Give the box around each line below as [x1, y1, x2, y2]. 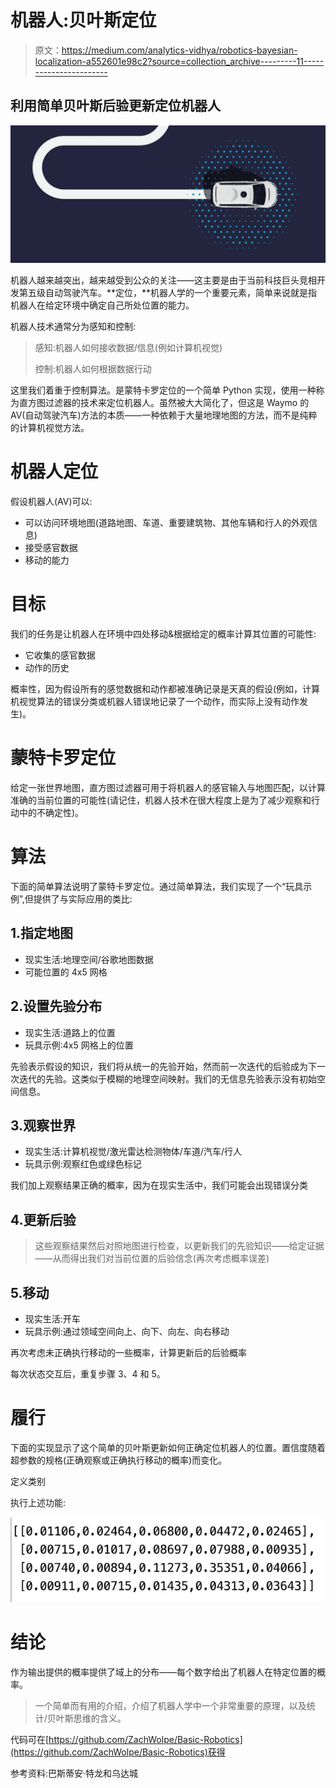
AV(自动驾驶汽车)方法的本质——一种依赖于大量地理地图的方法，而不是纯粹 [10, 409, 318, 421]
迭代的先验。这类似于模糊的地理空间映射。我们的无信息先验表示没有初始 [18, 1072, 317, 1085]
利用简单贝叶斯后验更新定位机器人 [10, 97, 221, 115]
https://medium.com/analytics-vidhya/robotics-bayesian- [61, 44, 298, 56]
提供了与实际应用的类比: [33, 893, 133, 905]
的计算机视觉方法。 [10, 422, 90, 434]
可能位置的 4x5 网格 [24, 966, 108, 978]
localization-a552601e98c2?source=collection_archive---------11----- [34, 55, 325, 67]
